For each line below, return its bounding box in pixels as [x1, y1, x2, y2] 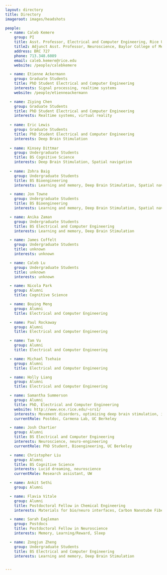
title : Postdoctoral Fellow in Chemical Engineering [14, 503, 126, 508]
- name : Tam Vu [9, 338, 41, 343]
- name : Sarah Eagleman [9, 517, 59, 522]
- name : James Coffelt [9, 237, 57, 242]
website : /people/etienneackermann [14, 90, 88, 95]
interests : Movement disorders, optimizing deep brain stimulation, [14, 411, 159, 416]
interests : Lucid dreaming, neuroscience [14, 467, 101, 472]
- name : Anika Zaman [9, 214, 52, 219]
